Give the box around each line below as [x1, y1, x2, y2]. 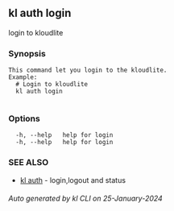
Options [8, 113, 40, 124]
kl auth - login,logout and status [19, 175, 126, 184]
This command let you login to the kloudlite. [8, 66, 168, 75]
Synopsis [8, 48, 46, 59]
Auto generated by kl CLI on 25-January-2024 [8, 193, 163, 204]
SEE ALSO [8, 157, 49, 168]
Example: [8, 73, 38, 81]
